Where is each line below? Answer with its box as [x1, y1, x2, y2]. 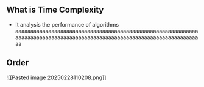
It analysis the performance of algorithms [15, 21, 119, 28]
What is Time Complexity [6, 5, 104, 15]
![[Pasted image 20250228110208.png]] [6, 74, 107, 81]
